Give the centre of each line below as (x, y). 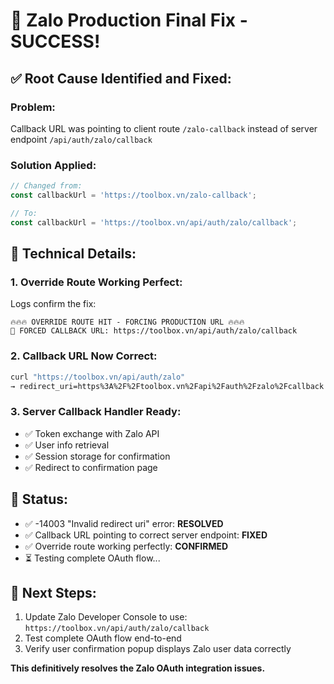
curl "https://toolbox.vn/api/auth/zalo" (98, 377)
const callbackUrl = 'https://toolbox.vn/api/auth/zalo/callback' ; (154, 222)
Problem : (33, 107)
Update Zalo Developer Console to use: (106, 617)
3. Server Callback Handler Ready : (96, 412)
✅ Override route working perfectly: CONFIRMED (126, 546)
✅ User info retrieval (67, 445)
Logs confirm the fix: (53, 304)
